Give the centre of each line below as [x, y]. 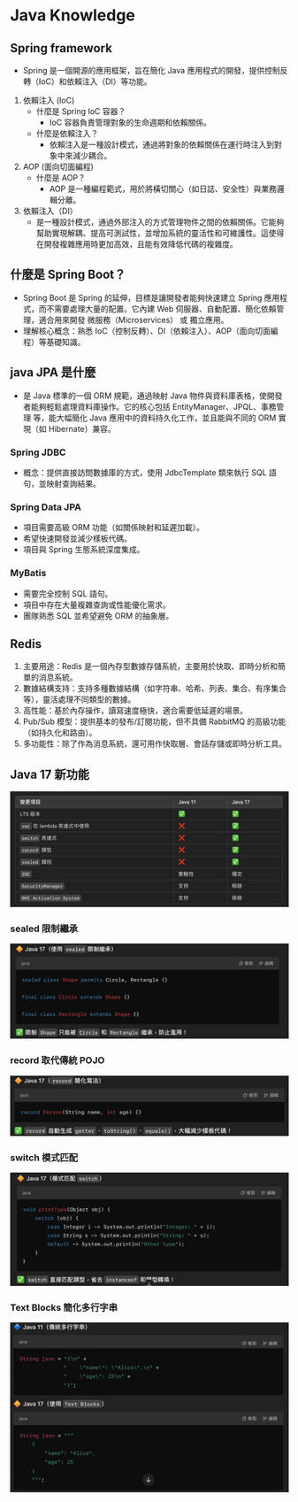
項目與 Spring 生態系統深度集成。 [84, 550]
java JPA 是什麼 [53, 373]
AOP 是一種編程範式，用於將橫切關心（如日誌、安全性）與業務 [163, 189]
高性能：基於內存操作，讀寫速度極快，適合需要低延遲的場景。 [135, 711]
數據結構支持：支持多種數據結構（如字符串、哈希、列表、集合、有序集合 [154, 689]
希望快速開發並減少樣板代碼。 [77, 539]
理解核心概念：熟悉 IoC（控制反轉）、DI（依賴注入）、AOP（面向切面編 [150, 331]
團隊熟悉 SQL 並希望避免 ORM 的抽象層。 [98, 615]
